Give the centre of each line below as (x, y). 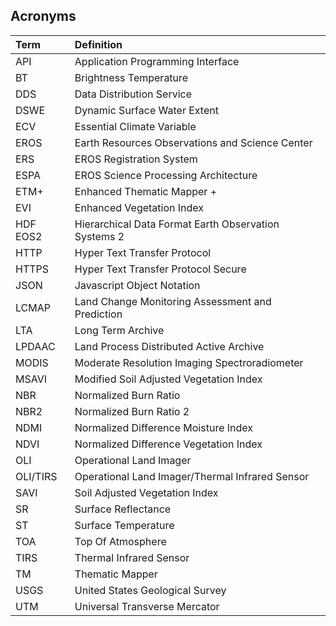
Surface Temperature (124, 525)
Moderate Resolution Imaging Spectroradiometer (189, 362)
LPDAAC (35, 346)
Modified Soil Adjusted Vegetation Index (168, 379)
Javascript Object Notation (137, 285)
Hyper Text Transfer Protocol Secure (160, 269)
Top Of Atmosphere (120, 541)
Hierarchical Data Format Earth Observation (177, 224)
